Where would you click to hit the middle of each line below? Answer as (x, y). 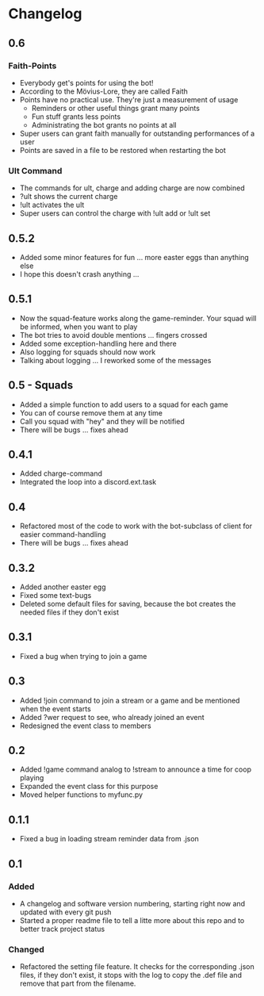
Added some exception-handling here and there (98, 343)
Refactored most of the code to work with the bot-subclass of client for (136, 526)
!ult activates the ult (52, 205)
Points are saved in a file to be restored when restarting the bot (122, 150)
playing (32, 778)
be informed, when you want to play (78, 327)
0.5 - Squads (41, 385)
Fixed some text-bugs (55, 596)
